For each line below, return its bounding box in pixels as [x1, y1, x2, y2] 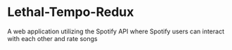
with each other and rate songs [7, 34, 98, 42]
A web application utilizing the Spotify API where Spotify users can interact [7, 27, 225, 35]
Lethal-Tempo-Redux [7, 4, 134, 20]
